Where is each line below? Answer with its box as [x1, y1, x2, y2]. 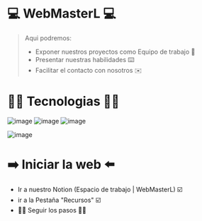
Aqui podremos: [24, 33, 72, 42]
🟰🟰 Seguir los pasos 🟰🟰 [17, 205, 86, 214]
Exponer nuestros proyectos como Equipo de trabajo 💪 [35, 47, 196, 56]
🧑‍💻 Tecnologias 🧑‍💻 [7, 93, 120, 109]
